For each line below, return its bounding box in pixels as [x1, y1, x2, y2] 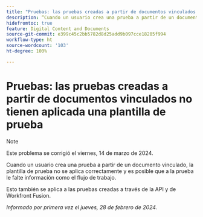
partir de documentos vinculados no [6, 92, 193, 105]
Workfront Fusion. [6, 192, 51, 199]
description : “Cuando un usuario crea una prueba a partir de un [6, 14, 174, 20]
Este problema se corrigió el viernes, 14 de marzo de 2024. [6, 149, 153, 157]
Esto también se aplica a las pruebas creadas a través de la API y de [6, 185, 176, 193]
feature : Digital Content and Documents [6, 25, 110, 32]
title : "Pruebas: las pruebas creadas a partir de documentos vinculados [6, 8, 196, 15]
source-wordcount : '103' [6, 43, 69, 49]
